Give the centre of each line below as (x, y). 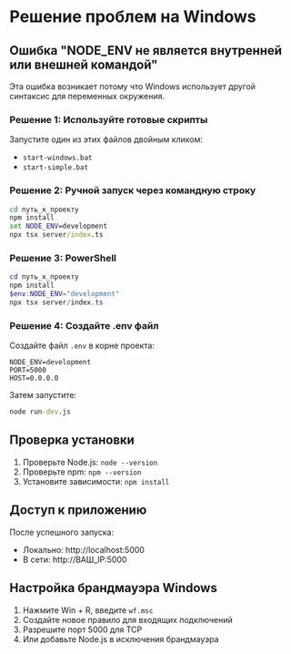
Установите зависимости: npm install (96, 481)
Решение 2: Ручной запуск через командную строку (133, 190)
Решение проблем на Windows (133, 17)
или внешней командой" (84, 64)
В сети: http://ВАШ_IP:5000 (75, 559)
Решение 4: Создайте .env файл (84, 325)
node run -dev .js (40, 412)
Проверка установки (72, 440)
